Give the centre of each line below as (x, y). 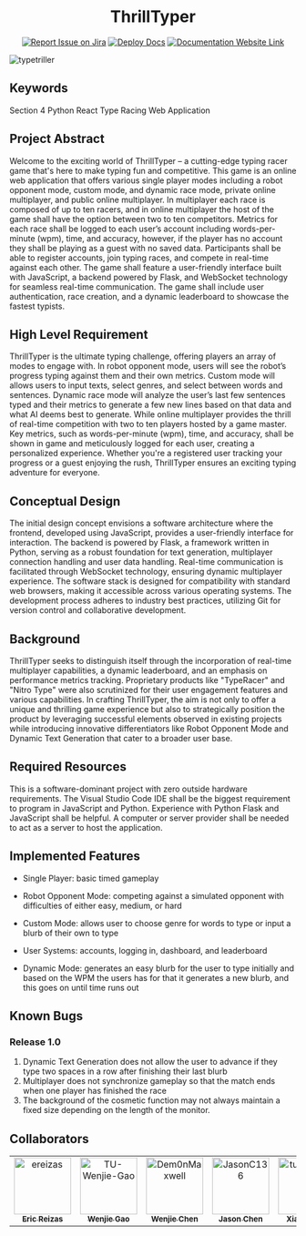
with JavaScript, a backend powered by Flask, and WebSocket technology (149, 277)
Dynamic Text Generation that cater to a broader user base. (121, 738)
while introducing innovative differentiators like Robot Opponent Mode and (149, 729)
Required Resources (68, 767)
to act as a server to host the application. (86, 827)
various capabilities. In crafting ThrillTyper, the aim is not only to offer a (143, 700)
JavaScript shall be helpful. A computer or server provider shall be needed (149, 818)
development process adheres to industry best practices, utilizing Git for (145, 601)
